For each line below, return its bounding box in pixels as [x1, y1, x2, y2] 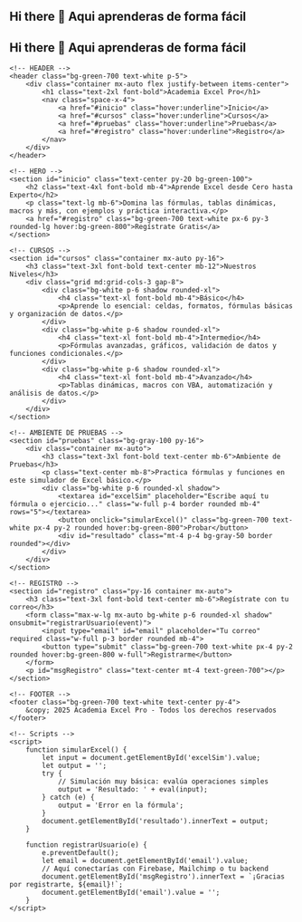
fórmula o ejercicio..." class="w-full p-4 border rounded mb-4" [9, 500, 260, 509]
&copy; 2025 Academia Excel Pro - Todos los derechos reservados [25, 706, 278, 716]
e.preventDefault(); [42, 849, 119, 858]
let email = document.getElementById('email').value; [42, 857, 249, 866]
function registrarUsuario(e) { [25, 840, 147, 850]
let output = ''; [42, 762, 107, 771]
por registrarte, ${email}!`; [9, 880, 124, 889]
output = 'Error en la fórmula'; [57, 801, 184, 811]
